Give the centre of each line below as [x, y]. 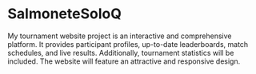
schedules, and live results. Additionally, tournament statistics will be [121, 53]
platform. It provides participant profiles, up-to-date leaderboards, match [128, 44]
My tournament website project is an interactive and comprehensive [120, 36]
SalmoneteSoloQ [64, 14]
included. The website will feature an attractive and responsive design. [124, 61]
